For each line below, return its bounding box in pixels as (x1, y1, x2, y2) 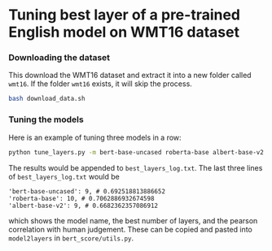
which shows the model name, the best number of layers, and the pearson (8, 215, 258, 225)
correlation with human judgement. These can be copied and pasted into (8, 224, 252, 234)
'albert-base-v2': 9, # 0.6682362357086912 (8, 201, 159, 210)
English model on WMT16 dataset (8, 23, 240, 41)
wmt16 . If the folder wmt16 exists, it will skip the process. (8, 79, 193, 89)
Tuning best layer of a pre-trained (8, 6, 241, 24)
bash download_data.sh (8, 95, 86, 103)
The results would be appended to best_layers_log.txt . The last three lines (8, 162, 263, 172)
